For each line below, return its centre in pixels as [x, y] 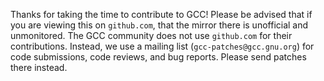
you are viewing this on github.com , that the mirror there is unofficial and [159, 25]
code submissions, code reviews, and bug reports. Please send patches [158, 57]
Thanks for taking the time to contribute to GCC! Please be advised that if [161, 14]
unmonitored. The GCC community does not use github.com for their [151, 35]
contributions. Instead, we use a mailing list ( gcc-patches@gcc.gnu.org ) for [162, 46]
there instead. [39, 67]
